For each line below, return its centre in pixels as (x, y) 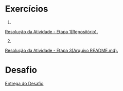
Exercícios (27, 9)
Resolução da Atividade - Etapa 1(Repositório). (52, 31)
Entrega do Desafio (24, 83)
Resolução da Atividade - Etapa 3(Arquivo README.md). (61, 50)
